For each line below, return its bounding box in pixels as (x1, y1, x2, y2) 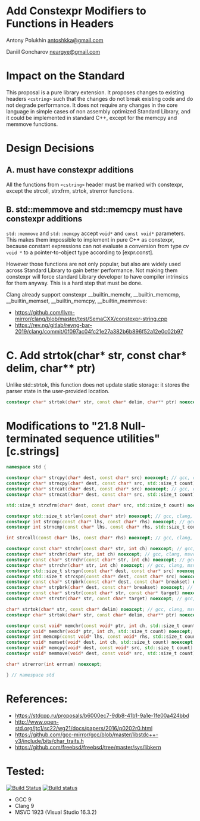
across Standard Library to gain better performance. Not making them (6, 267, 178, 274)
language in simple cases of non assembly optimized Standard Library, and (6, 107, 190, 115)
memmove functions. (6, 121, 58, 128)
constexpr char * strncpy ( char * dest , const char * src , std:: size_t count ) (6, 480, 196, 487)
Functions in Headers (6, 17, 114, 30)
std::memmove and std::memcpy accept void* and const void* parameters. (6, 230, 186, 237)
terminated (6, 431, 62, 445)
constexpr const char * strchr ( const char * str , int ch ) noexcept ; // (6, 546, 183, 552)
